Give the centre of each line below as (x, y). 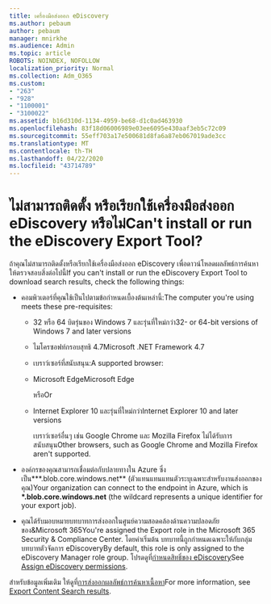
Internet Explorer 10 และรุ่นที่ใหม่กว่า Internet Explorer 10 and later (135, 411)
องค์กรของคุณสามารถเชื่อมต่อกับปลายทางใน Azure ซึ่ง (93, 470)
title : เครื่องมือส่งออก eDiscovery (59, 16)
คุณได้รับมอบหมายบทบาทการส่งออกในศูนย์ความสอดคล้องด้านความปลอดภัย (120, 521)
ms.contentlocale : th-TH (51, 151)
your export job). (49, 505)
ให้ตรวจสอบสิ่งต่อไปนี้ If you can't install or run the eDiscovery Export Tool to (129, 273)
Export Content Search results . (60, 591)
